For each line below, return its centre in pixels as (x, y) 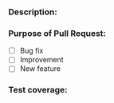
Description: (33, 12)
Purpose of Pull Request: (57, 33)
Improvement (41, 60)
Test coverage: (38, 90)
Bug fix (31, 51)
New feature (40, 69)
